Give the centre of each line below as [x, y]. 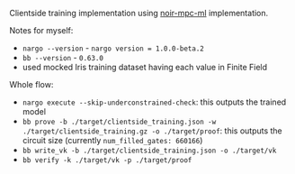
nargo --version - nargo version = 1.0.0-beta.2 [113, 48]
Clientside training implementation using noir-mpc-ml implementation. [139, 13]
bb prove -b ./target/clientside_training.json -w [119, 122]
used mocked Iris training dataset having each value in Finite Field [145, 67]
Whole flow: [31, 84]
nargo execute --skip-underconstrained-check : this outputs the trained [154, 102]
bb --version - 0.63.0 [63, 57]
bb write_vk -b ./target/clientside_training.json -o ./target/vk [149, 151]
